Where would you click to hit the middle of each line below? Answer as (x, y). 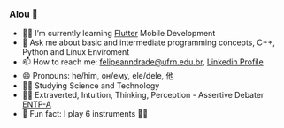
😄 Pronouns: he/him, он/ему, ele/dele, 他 (98, 76)
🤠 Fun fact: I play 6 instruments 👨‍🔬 (85, 114)
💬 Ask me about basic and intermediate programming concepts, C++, (149, 42)
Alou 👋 (23, 14)
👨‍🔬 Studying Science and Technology (91, 86)
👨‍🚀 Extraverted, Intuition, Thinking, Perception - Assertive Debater (143, 95)
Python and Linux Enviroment (76, 52)
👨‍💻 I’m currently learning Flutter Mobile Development (119, 34)
